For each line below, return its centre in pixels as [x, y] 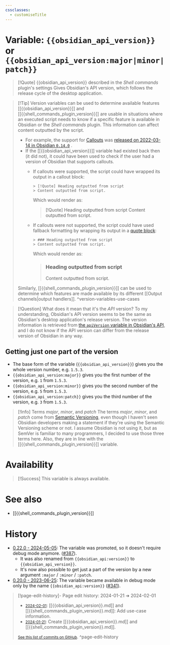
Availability [29, 465]
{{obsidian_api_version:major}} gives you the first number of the [81, 375]
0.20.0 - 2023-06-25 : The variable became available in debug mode [84, 580]
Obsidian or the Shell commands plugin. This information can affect [88, 125]
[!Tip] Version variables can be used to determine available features [89, 103]
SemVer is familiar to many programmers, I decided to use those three [91, 433]
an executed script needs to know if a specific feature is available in [89, 120]
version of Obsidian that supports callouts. [70, 162]
